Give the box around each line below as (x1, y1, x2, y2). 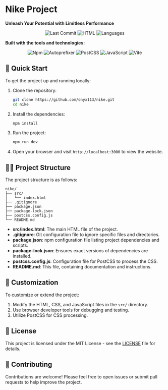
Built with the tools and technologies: (5, 39, 85, 46)
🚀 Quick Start (5, 64, 48, 73)
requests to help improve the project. (5, 379, 82, 385)
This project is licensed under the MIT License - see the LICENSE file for (5, 340, 155, 346)
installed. (12, 253, 32, 259)
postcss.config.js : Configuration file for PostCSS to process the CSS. (12, 258, 158, 264)
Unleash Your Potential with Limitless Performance (5, 20, 115, 26)
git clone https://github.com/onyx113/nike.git (12, 97, 115, 102)
